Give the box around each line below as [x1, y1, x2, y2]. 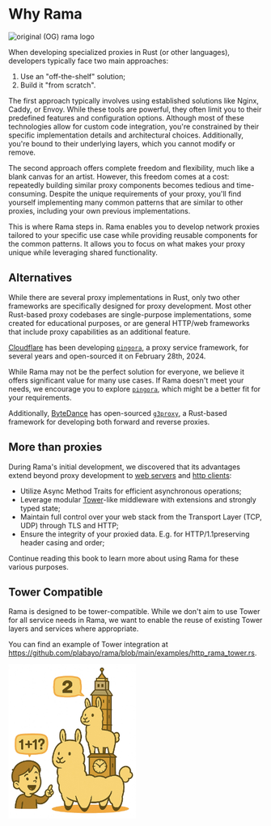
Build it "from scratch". [19, 80, 96, 90]
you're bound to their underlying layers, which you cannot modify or [8, 138, 236, 148]
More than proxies [8, 440, 103, 454]
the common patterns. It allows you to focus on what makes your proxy [8, 239, 245, 248]
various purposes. [8, 561, 69, 571]
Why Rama [8, 5, 83, 23]
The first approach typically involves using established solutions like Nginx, [8, 95, 259, 105]
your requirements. [8, 392, 72, 402]
